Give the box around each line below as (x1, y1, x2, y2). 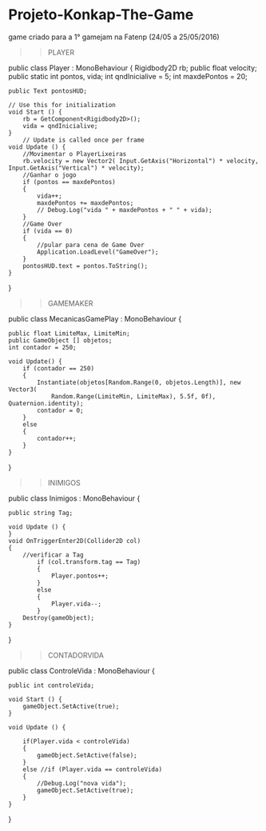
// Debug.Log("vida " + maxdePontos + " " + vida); (37, 206, 213, 214)
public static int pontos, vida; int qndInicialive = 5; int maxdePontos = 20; (8, 71, 248, 81)
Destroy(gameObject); (22, 613, 94, 621)
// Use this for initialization (8, 101, 116, 109)
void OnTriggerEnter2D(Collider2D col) (8, 537, 141, 545)
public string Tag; (8, 509, 73, 517)
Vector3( (8, 386, 38, 394)
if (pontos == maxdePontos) (22, 178, 116, 186)
